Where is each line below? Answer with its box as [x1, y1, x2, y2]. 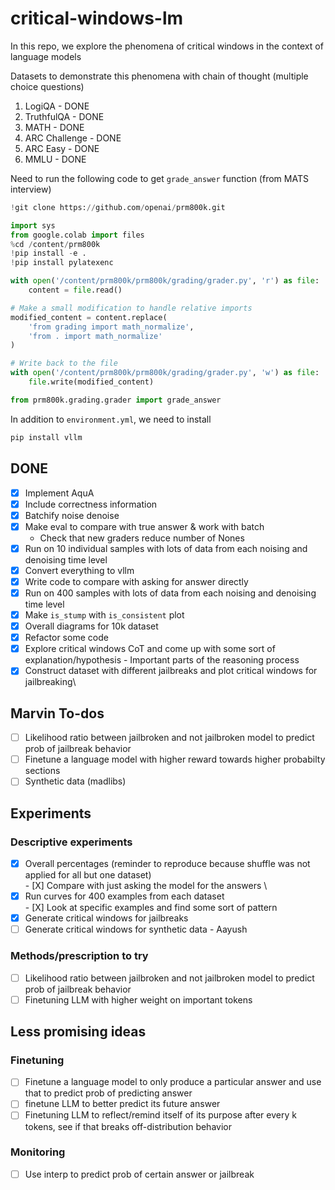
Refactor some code [24, 632, 109, 644]
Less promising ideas [10, 1023, 147, 1041]
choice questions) [10, 80, 85, 92]
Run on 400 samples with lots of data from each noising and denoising [24, 587, 317, 599]
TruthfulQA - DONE [24, 110, 105, 122]
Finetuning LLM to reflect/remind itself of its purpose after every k [24, 1109, 297, 1121]
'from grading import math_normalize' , [28, 322, 195, 332]
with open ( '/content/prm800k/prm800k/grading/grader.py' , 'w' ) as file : [10, 368, 320, 378]
